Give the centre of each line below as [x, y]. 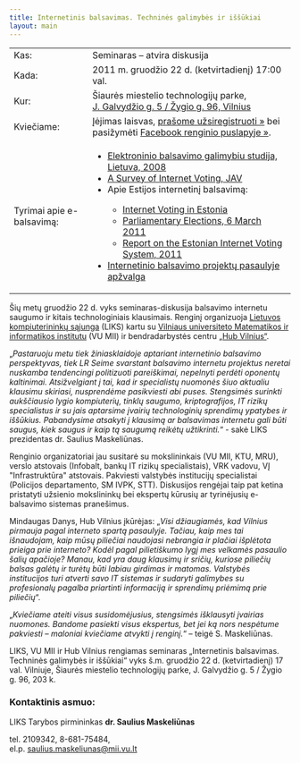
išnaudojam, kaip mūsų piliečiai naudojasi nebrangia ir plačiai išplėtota [140, 540]
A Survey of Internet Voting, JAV [175, 178]
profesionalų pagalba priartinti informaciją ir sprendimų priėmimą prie [138, 588]
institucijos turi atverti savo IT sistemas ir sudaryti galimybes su [127, 578]
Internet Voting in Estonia [175, 209]
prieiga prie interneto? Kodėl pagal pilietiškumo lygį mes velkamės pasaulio [148, 549]
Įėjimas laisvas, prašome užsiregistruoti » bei [186, 121]
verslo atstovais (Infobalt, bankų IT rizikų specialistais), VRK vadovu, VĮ [140, 465]
